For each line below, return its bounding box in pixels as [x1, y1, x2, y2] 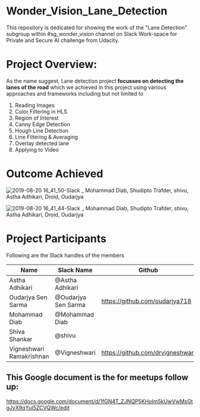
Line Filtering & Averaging [14, 133, 79, 140]
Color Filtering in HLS [14, 108, 67, 115]
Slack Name [57, 266, 93, 274]
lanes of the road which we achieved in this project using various [6, 84, 167, 91]
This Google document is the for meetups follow [6, 372, 189, 383]
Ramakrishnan [9, 352, 49, 360]
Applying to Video [14, 146, 60, 153]
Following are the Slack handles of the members [6, 252, 124, 259]
